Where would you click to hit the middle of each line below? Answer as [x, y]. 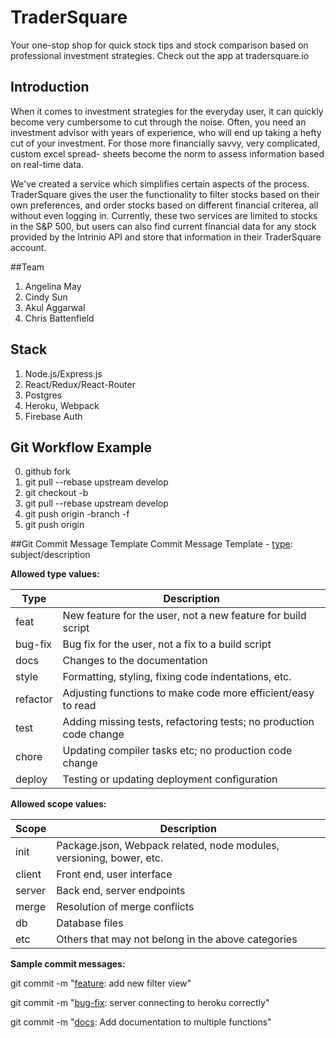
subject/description [50, 555]
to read [79, 706]
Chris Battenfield [59, 318]
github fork [47, 472]
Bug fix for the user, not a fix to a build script [167, 644]
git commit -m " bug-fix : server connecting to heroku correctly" [140, 1003]
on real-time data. [47, 164]
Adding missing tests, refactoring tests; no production [188, 722]
